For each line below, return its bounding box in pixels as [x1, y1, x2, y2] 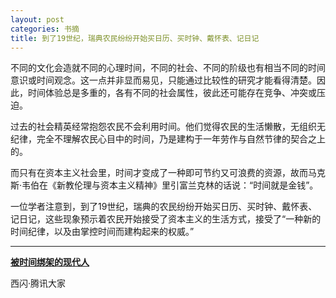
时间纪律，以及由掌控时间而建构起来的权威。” [10, 226, 195, 238]
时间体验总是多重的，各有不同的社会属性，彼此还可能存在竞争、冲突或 [27, 87, 317, 99]
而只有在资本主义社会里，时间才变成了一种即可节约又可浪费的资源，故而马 [10, 167, 317, 179]
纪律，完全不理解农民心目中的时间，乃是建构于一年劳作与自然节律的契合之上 [10, 133, 326, 145]
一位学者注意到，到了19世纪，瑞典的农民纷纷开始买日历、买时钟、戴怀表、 [10, 201, 318, 213]
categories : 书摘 [10, 24, 80, 34]
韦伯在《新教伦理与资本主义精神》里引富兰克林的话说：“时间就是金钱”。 [21, 179, 319, 191]
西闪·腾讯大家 [10, 277, 67, 290]
